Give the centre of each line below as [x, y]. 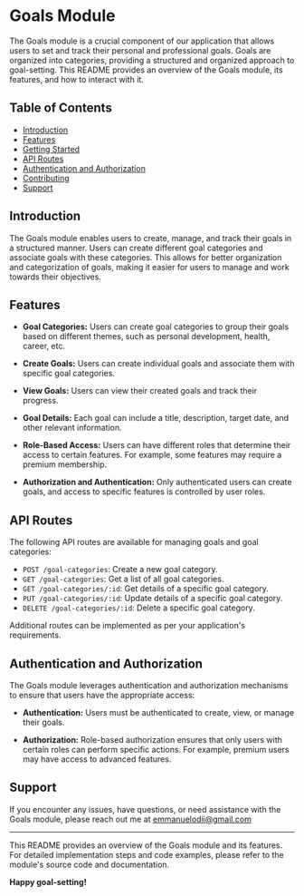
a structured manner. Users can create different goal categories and [136, 248]
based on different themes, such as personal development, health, [146, 336]
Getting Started [51, 149]
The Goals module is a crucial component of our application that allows [142, 41]
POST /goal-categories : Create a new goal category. [120, 570]
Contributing [46, 178]
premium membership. [65, 464]
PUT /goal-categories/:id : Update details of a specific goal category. [152, 599]
